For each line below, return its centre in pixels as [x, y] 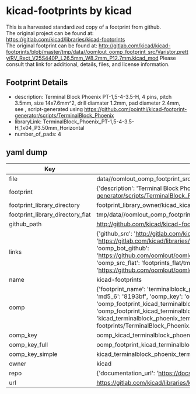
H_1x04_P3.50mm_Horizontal [49, 127]
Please [168, 58]
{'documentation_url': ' [127, 373]
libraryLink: [28, 122]
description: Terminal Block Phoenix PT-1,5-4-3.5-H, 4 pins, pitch [93, 96]
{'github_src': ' [116, 233]
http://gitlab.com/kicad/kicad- [134, 46]
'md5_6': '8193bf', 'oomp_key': [139, 296]
